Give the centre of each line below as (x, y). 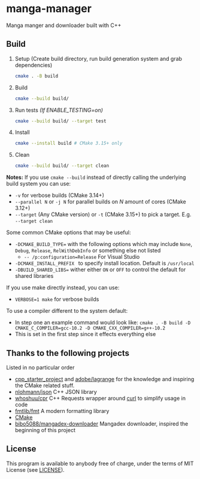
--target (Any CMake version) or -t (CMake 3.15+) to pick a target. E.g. (103, 214)
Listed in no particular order (40, 367)
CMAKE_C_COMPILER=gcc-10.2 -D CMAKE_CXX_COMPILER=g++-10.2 (90, 328)
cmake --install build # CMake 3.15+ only (69, 143)
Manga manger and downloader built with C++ (64, 25)
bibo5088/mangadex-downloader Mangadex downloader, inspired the (101, 423)
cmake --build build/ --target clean (62, 166)
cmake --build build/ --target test (60, 121)
